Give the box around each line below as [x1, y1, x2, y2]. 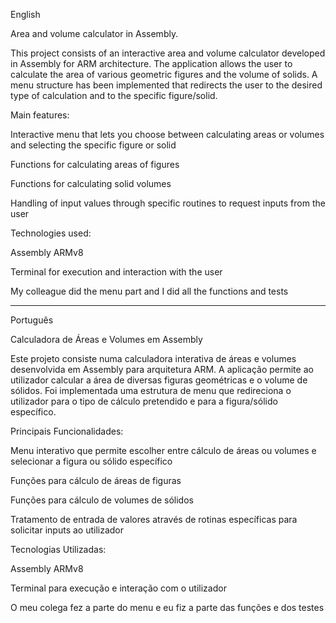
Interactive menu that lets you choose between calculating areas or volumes [10, 129, 325, 140]
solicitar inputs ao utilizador [10, 524, 125, 536]
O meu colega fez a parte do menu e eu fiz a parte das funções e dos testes [10, 602, 325, 613]
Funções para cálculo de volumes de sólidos [10, 494, 194, 506]
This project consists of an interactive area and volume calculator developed [10, 47, 326, 59]
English [10, 9, 41, 20]
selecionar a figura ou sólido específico [10, 455, 173, 467]
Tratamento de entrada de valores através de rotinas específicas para [10, 514, 298, 525]
